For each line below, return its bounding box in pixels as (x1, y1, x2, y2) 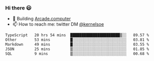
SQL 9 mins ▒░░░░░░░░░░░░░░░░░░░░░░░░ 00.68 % (5, 51, 149, 56)
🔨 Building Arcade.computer (12, 16, 71, 22)
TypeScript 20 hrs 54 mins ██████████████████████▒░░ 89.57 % (5, 33, 149, 38)
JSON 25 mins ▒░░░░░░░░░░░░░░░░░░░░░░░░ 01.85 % (5, 47, 149, 52)
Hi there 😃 (5, 4, 32, 11)
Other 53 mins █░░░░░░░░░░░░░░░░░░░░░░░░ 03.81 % (5, 37, 149, 43)
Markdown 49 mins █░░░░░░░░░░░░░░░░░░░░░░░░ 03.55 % (5, 42, 149, 47)
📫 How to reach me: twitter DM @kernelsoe (12, 21, 104, 27)
